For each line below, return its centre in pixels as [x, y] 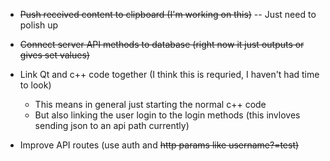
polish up [39, 25]
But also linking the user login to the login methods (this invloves [167, 115]
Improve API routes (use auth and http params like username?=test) [159, 145]
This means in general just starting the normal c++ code [150, 104]
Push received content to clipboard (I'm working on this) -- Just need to [168, 14]
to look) [35, 85]
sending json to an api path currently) [112, 125]
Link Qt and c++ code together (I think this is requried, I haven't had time [169, 74]
